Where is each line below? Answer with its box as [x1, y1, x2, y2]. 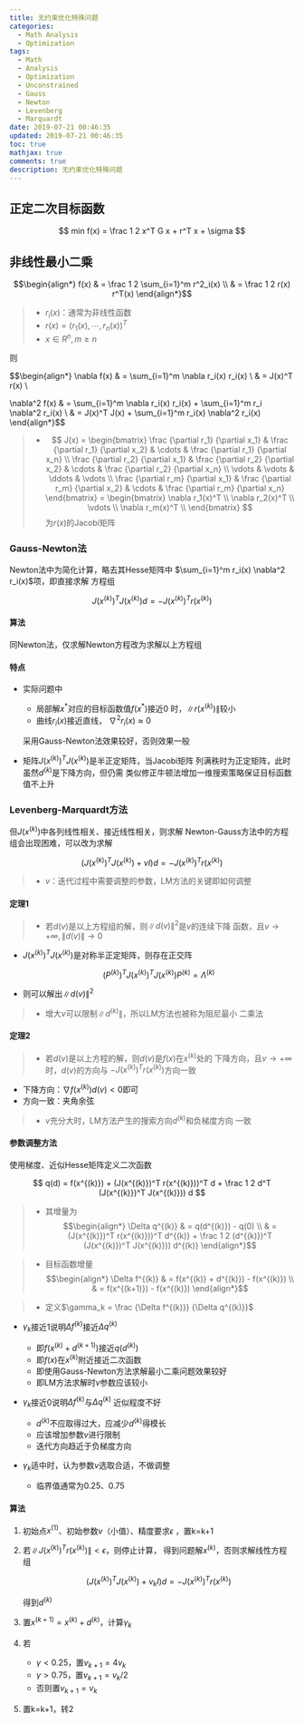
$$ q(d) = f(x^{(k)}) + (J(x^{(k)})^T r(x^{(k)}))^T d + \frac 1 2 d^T [33, 1177, 271, 1188]
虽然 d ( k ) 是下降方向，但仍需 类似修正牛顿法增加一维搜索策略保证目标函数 [22, 765, 292, 778]
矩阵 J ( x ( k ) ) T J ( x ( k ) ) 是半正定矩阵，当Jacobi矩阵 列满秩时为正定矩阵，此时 [22, 754, 291, 766]
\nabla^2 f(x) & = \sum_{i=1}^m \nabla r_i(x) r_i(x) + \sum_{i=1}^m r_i [9, 397, 262, 408]
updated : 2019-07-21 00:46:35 [9, 131, 124, 141]
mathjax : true [9, 148, 63, 157]
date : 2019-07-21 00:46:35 [9, 123, 111, 132]
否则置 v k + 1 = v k [35, 1683, 98, 1696]
